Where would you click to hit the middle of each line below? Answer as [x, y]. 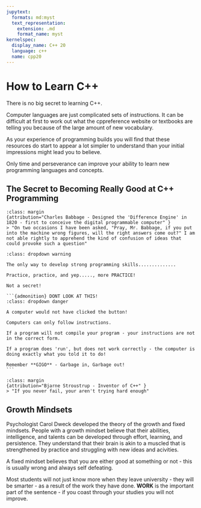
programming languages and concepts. [55, 170]
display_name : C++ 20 [39, 46]
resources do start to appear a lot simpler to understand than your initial [95, 146]
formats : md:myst [33, 17]
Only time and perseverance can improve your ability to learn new [88, 164]
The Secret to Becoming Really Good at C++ [90, 189]
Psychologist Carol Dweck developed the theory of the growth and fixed [96, 424]
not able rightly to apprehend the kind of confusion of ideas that [94, 238]
